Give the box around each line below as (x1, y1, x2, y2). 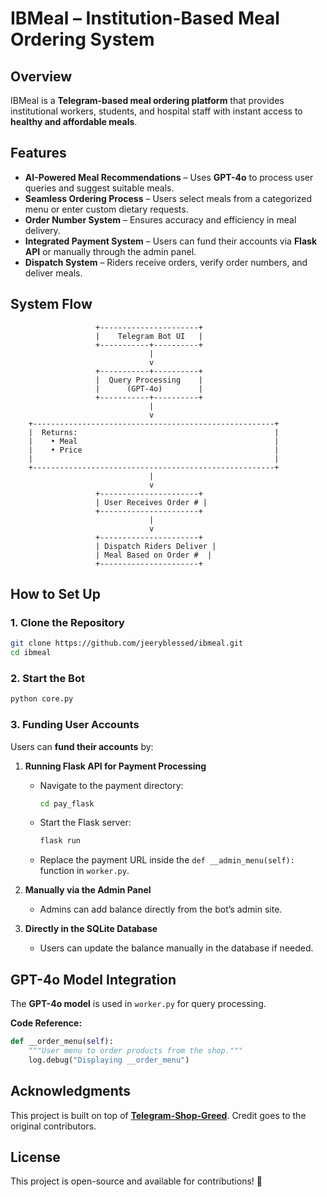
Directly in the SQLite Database (24, 923, 158, 935)
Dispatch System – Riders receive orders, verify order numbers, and (24, 256, 308, 268)
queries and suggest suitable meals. (24, 182, 175, 194)
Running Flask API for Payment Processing (24, 760, 207, 772)
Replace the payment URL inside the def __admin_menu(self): (39, 854, 295, 866)
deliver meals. (24, 267, 83, 279)
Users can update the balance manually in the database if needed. (39, 942, 314, 954)
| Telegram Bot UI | (95, 331, 203, 341)
